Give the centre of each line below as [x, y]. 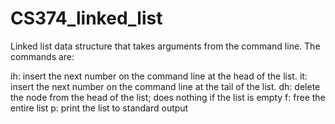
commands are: [42, 56]
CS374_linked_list [86, 18]
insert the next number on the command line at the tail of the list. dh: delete [165, 86]
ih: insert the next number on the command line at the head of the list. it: [159, 76]
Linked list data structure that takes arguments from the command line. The [165, 46]
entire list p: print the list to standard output [99, 108]
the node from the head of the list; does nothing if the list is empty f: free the [168, 97]
